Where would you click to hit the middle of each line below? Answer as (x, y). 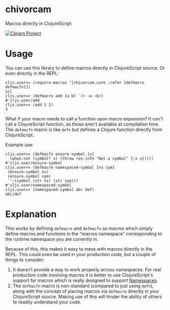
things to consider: (25, 260)
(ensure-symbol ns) (28, 172)
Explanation (31, 214)
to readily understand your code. (47, 302)
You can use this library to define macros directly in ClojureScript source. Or (85, 68)
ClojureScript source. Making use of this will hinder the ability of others (87, 296)
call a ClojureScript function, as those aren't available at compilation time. (82, 124)
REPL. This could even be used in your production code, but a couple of (81, 254)
